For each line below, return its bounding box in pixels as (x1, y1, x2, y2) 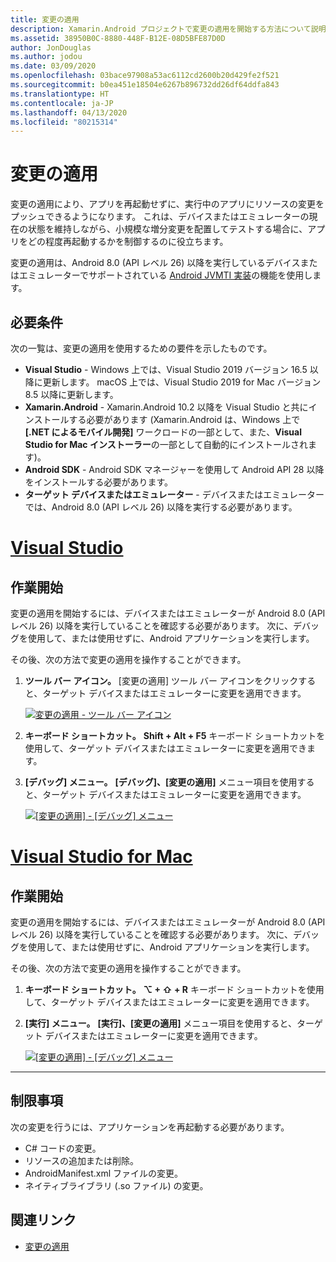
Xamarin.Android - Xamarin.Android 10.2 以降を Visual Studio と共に (24, 401, 309, 413)
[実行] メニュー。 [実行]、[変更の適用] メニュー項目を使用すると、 (24, 1017, 297, 1029)
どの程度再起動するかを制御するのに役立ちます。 (27, 236, 229, 248)
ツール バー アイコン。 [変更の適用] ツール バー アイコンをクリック (24, 675, 299, 686)
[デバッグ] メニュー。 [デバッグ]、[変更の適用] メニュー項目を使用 (24, 776, 298, 788)
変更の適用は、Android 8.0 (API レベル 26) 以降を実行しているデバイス (10, 257, 301, 269)
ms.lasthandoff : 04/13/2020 (10, 107, 128, 118)
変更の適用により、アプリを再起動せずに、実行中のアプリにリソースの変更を (10, 198, 325, 210)
